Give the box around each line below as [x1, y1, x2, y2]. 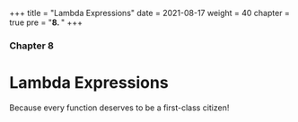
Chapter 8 [9, 39, 54, 52]
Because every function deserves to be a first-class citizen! [9, 102, 230, 113]
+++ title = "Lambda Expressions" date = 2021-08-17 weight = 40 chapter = [9, 8, 290, 18]
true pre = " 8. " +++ [9, 17, 83, 28]
